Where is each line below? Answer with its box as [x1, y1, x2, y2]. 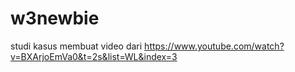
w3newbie [10, 7, 100, 30]
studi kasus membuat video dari [10, 40, 143, 52]
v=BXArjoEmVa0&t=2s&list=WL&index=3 [10, 50, 178, 62]
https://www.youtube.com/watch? [144, 40, 285, 52]
